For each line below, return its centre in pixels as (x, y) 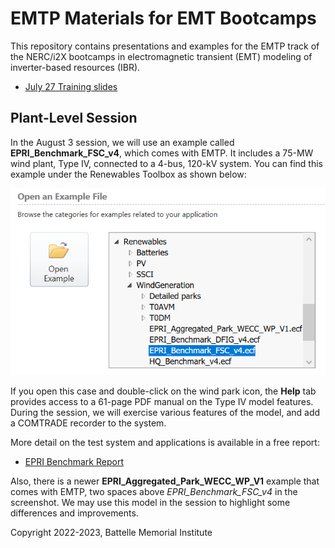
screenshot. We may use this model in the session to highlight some (150, 502)
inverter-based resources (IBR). (75, 67)
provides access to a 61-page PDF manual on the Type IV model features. (162, 401)
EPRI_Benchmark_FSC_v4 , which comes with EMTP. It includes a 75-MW (162, 153)
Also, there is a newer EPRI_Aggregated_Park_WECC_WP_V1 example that (165, 481)
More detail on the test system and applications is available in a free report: (165, 442)
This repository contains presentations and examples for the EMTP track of (165, 46)
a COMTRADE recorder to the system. (88, 423)
